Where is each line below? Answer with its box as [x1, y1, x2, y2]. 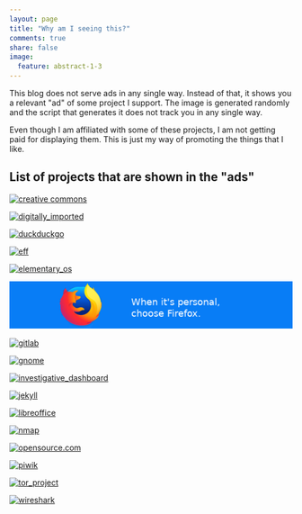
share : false [9, 43, 58, 52]
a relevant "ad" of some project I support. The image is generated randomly [9, 97, 290, 108]
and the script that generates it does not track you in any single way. [9, 107, 263, 117]
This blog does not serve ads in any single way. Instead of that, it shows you [9, 88, 292, 98]
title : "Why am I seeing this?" [9, 23, 130, 33]
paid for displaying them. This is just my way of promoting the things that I [9, 134, 284, 144]
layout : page [9, 14, 58, 23]
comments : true [9, 33, 67, 42]
